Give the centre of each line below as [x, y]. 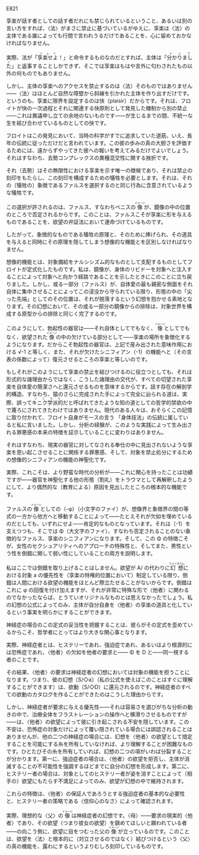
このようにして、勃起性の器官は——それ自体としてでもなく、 [81, 328]
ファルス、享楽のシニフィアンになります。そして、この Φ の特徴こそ [105, 538]
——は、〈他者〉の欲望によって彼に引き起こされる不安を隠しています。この [98, 722]
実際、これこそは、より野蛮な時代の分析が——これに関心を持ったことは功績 [99, 472]
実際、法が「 [22, 57]
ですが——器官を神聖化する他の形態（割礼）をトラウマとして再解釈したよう [99, 480]
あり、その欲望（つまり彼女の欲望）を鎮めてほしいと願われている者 [105, 823]
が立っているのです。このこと [154, 831]
